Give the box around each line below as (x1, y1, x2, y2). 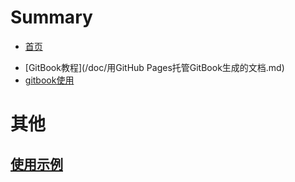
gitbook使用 (24, 74, 75, 86)
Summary (10, 6, 93, 29)
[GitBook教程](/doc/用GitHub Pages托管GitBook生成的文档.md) (24, 61, 285, 73)
